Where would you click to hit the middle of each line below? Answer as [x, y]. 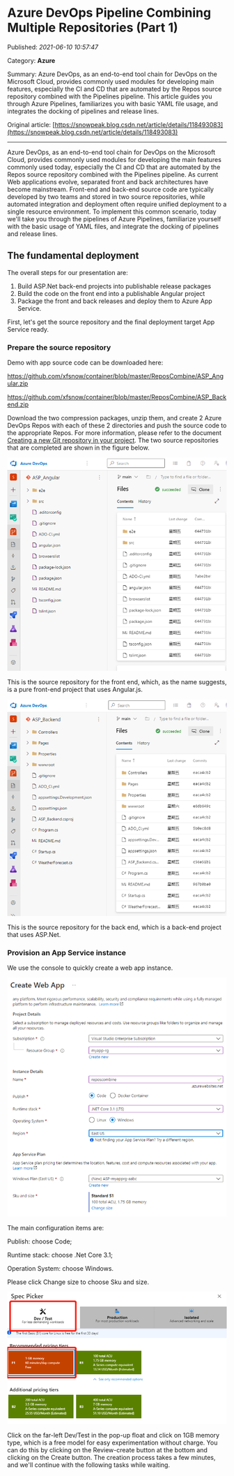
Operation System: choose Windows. [60, 1268]
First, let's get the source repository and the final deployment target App [111, 322]
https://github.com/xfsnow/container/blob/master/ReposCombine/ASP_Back [117, 397]
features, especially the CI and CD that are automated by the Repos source [115, 89]
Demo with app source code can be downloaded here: [85, 363]
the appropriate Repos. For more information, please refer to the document [114, 433]
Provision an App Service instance [67, 952]
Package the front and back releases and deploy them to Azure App [115, 301]
